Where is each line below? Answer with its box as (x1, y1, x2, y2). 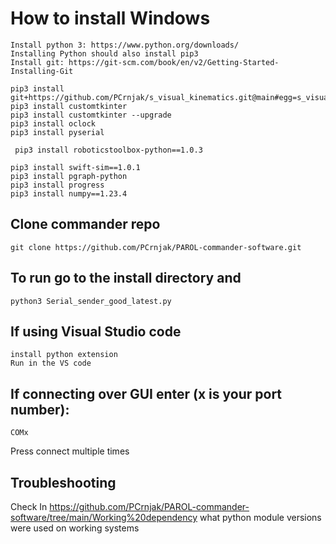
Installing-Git (10, 66, 74, 76)
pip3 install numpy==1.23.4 (10, 188, 128, 199)
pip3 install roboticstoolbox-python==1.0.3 (14, 145, 203, 155)
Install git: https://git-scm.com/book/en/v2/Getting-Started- (10, 57, 280, 67)
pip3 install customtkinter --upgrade (10, 110, 172, 120)
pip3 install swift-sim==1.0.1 (10, 162, 141, 172)
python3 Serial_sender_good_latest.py (10, 296, 172, 306)
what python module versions (199, 512, 322, 523)
